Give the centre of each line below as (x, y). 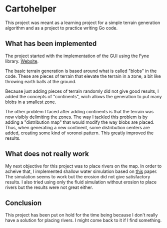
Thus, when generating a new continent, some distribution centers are (77, 127)
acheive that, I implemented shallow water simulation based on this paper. (81, 171)
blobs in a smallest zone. (31, 102)
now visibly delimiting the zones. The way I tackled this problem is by (76, 117)
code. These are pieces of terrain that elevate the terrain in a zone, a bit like (83, 76)
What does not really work (47, 154)
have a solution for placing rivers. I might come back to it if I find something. (83, 220)
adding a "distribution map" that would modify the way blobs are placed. (80, 122)
